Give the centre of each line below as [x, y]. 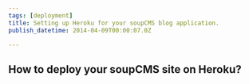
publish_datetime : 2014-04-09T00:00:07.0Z [80, 30]
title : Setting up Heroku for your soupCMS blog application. [114, 23]
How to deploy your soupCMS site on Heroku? [125, 69]
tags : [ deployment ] [41, 15]
